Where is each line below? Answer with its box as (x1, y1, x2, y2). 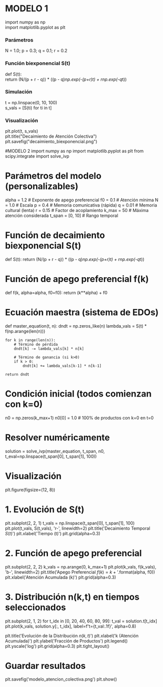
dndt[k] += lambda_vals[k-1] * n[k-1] (23, 363, 102, 368)
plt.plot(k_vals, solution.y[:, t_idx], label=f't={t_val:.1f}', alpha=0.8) (5, 623, 137, 629)
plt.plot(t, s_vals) (5, 128, 38, 134)
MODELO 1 (5, 3, 48, 14)
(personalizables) (5, 181, 78, 192)
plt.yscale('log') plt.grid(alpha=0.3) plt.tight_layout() (5, 643, 110, 649)
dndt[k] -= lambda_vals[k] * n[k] (14, 346, 84, 351)
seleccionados (5, 602, 66, 613)
